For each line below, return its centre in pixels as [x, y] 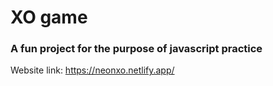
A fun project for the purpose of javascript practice [136, 49]
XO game [49, 17]
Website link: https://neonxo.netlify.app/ [92, 70]
